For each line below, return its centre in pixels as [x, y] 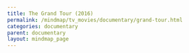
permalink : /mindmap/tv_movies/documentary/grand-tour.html [95, 20]
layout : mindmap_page [38, 39]
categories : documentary [43, 26]
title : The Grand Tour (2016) [51, 13]
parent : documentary [37, 33]
